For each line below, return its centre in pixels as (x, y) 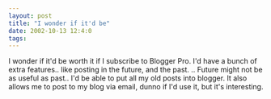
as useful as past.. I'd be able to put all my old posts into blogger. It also (128, 78)
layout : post (30, 16)
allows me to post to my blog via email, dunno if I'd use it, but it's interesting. (136, 87)
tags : (17, 38)
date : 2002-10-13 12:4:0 (50, 31)
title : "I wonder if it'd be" (59, 23)
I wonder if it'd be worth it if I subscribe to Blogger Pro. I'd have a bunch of (133, 61)
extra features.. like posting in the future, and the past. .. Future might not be (135, 70)
